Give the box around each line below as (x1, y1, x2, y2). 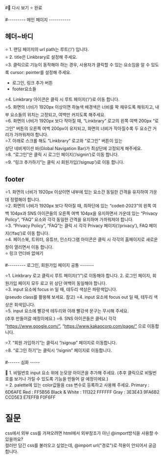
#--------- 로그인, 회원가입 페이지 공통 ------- (5, 262, 94, 268)
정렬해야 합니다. (10, 196, 41, 203)
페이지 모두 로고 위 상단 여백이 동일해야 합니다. (18, 280, 107, 286)
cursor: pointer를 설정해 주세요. (10, 69, 71, 75)
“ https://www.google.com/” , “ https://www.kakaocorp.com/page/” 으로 (5, 323, 146, 329)
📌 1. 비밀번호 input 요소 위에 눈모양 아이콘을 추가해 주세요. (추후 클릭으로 (5, 370, 144, 376)
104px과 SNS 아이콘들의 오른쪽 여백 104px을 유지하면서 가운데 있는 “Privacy (10, 210, 158, 216)
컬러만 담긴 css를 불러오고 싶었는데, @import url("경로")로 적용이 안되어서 (5, 442, 148, 448)
